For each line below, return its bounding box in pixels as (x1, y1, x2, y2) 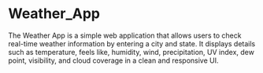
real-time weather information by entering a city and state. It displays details (8, 38, 256, 48)
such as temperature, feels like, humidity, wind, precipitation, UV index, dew (8, 47, 254, 57)
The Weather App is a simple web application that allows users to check (8, 31, 242, 40)
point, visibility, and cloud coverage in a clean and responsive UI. (8, 56, 219, 65)
